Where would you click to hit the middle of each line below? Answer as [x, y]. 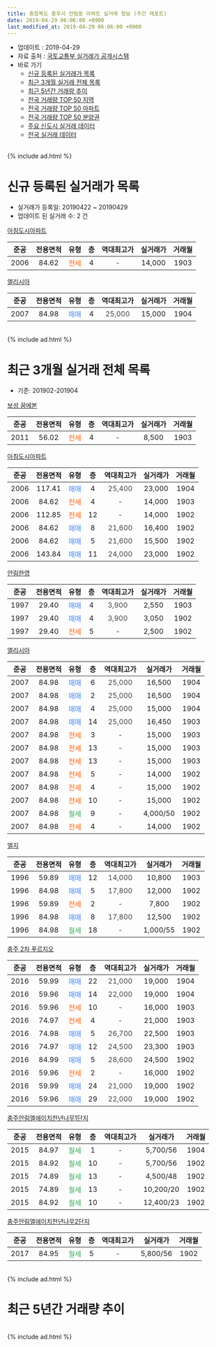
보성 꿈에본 [22, 405]
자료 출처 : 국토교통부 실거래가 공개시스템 [73, 56]
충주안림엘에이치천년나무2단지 [48, 1222]
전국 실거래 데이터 [52, 135]
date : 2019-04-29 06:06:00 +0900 [56, 20]
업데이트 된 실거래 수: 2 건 [53, 216]
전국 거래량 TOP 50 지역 [61, 100]
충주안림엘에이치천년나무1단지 [48, 1118]
